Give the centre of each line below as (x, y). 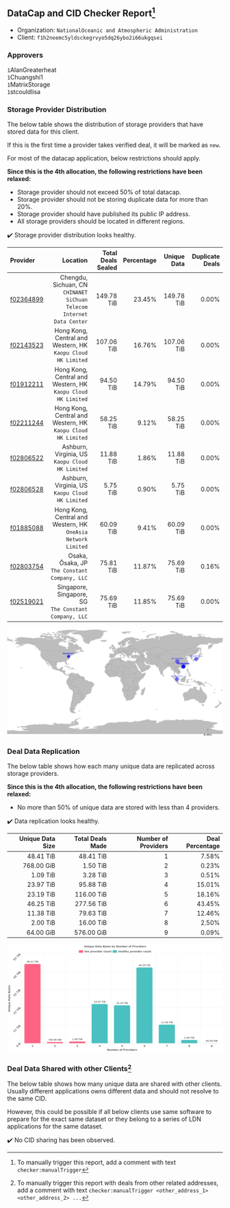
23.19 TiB (41, 894)
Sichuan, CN (70, 285)
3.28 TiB (95, 875)
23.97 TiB (41, 885)
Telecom (77, 307)
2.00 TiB (43, 923)
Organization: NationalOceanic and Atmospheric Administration (107, 29)
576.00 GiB (91, 932)
